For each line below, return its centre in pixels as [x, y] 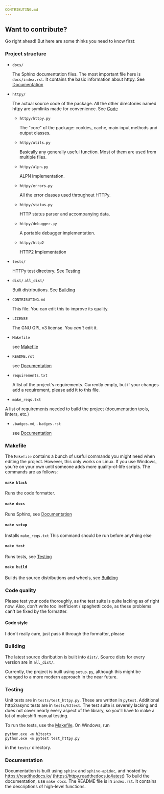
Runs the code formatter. [30, 493]
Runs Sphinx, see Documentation [39, 514]
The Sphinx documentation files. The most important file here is [76, 74]
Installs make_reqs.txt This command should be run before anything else [78, 535]
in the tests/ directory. [28, 747]
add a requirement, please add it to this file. [56, 390]
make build [16, 567]
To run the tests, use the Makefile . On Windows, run [58, 725]
